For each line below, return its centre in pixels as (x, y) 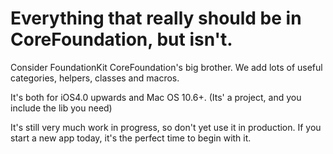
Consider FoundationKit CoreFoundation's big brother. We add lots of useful (166, 67)
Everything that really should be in (156, 18)
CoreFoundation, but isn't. (121, 39)
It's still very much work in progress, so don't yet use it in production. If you (166, 127)
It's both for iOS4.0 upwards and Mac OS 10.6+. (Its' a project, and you (156, 97)
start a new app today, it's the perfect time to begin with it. (131, 138)
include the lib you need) (61, 108)
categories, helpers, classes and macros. (95, 78)
